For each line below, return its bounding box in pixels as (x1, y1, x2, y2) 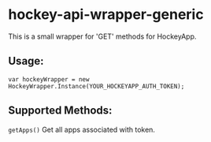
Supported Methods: (8, 104, 113, 118)
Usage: (8, 54, 45, 68)
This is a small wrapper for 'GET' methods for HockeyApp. (8, 32, 197, 41)
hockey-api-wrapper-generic (8, 6, 204, 24)
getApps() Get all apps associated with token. (8, 125, 156, 134)
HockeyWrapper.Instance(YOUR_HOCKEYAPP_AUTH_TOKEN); (8, 82, 185, 90)
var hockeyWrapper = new (8, 75, 90, 84)
